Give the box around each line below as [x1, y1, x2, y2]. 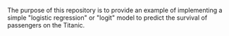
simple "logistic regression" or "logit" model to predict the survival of [7, 13, 208, 22]
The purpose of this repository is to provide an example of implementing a [7, 6, 223, 14]
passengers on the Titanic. [7, 21, 85, 29]
